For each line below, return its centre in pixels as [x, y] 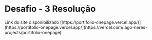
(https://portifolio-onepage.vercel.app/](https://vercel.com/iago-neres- [76, 27]
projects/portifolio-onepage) [33, 32]
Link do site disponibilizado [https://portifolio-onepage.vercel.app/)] [73, 22]
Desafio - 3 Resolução [50, 9]
